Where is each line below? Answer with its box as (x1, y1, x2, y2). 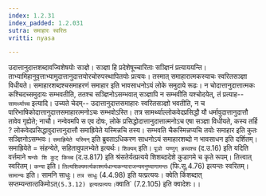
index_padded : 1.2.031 (8, 19, 84, 27)
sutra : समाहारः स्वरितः (8, 26, 68, 34)
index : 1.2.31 (8, 11, 56, 20)
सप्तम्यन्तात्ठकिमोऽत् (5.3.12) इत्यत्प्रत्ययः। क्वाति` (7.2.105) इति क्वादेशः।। (8, 179, 201, 189)
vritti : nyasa (8, 33, 56, 42)
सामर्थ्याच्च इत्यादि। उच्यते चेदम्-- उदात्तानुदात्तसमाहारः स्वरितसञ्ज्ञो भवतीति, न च (8, 99, 205, 108)
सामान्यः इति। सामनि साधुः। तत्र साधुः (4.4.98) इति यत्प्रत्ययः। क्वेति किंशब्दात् (8, 171, 202, 180)
